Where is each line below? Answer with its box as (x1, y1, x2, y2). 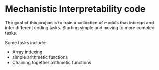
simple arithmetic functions (12, 54, 68, 60)
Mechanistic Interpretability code (5, 3, 146, 15)
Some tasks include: (5, 39, 47, 45)
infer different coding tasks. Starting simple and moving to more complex (5, 24, 155, 30)
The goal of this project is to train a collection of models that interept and (5, 20, 154, 25)
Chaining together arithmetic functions (12, 59, 92, 65)
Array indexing (12, 49, 43, 55)
